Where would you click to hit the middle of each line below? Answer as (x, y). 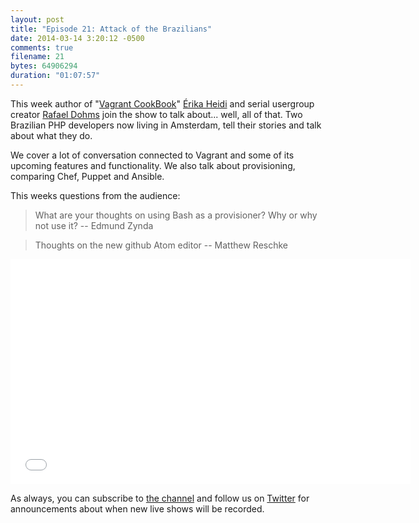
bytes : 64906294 (44, 66)
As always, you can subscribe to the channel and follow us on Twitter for (160, 498)
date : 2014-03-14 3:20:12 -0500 (77, 38)
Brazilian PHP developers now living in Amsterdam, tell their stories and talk (166, 125)
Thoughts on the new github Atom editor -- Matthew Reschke (161, 245)
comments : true (42, 47)
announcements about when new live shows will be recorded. (137, 508)
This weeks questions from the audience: (95, 195)
